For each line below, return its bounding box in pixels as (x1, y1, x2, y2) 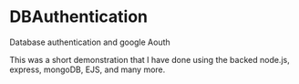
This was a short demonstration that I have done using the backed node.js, (9, 54, 290, 65)
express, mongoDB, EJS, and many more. (9, 64, 166, 75)
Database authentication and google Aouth (9, 37, 170, 47)
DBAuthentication (9, 6, 149, 27)
